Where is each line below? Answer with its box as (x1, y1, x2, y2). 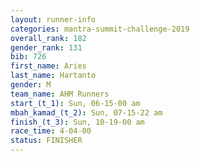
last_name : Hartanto (10, 71, 97, 81)
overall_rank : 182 (10, 33, 87, 43)
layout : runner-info (10, 14, 97, 25)
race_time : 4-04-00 (10, 126, 92, 136)
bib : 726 (10, 52, 47, 62)
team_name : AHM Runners (10, 89, 110, 99)
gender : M (10, 80, 52, 90)
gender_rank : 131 (10, 42, 83, 53)
